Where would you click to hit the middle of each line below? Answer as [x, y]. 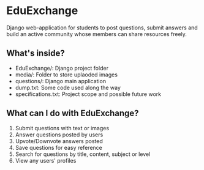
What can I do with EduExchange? [73, 113]
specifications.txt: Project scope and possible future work [88, 94]
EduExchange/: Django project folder [62, 68]
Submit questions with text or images [62, 128]
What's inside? [36, 54]
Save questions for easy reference [59, 147]
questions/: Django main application [60, 81]
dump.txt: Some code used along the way [68, 87]
